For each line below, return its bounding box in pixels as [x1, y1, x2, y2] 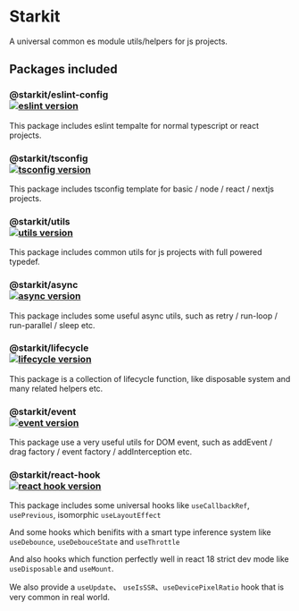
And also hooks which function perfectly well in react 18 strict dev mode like [9, 554, 290, 564]
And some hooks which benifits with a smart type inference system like [9, 527, 272, 538]
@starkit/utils [9, 215, 71, 227]
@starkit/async [9, 279, 79, 292]
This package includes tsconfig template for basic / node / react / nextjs [9, 183, 275, 194]
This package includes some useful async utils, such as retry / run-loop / [9, 310, 278, 321]
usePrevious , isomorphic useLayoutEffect [9, 510, 162, 521]
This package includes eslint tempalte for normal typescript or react [9, 120, 260, 131]
